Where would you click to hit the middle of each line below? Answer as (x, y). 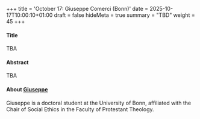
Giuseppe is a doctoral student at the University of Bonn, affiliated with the (99, 103)
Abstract (17, 62)
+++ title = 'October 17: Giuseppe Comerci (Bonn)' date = (77, 9)
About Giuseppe (27, 89)
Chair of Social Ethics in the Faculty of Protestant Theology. (80, 109)
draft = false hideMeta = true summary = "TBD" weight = (125, 15)
